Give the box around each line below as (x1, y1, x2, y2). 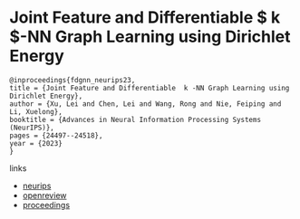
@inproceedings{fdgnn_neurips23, (9, 75, 136, 84)
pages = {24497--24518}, (9, 130, 103, 140)
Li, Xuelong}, (9, 107, 63, 116)
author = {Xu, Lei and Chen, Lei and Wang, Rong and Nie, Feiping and (9, 99, 282, 109)
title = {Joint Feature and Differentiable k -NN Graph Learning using (9, 83, 290, 92)
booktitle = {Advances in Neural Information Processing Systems (9, 115, 261, 124)
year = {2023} (9, 138, 63, 148)
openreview (22, 189, 67, 201)
